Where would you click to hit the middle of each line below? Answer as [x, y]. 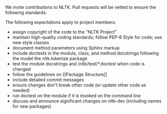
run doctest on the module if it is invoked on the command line [77, 95]
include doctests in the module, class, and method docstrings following [85, 53]
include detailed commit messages [48, 80]
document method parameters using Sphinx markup [66, 48]
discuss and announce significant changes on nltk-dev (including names [87, 101]
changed [21, 69]
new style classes [31, 42]
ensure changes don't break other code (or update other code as [79, 85]
